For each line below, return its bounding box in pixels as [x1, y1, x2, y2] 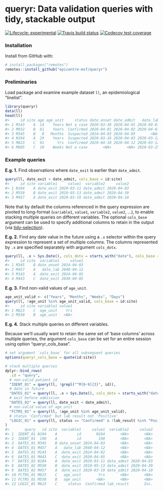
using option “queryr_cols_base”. [5, 341, 71, 347]
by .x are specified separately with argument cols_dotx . [5, 244, 117, 250]
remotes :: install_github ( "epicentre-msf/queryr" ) [5, 67, 108, 72]
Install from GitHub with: [5, 53, 53, 59]
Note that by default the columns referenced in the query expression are [5, 203, 149, 210]
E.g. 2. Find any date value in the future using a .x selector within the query [5, 234, 156, 239]
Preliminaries [5, 78, 37, 85]
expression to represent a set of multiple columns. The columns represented [5, 239, 158, 245]
